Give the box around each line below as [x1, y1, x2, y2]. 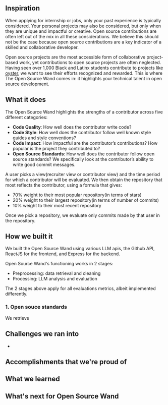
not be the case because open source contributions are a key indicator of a [5, 39, 162, 45]
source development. [5, 81, 49, 87]
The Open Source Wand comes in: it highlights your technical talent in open [5, 75, 162, 81]
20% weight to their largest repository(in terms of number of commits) [12, 197, 159, 203]
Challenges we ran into [5, 330, 79, 338]
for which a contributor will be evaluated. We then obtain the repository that [5, 177, 162, 183]
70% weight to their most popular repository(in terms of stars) [12, 192, 142, 198]
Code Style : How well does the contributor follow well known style [12, 129, 151, 135]
